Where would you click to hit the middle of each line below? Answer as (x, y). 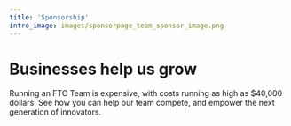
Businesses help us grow (103, 69)
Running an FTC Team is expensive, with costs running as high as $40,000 (146, 93)
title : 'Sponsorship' (49, 17)
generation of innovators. (55, 112)
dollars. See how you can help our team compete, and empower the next (142, 103)
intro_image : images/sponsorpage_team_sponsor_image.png (117, 26)
